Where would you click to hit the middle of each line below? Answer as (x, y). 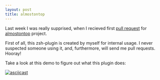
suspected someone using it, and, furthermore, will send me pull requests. (80, 48)
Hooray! (13, 53)
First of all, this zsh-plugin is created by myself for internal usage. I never (79, 43)
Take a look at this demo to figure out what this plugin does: (66, 63)
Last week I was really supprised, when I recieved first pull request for (76, 28)
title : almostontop (25, 14)
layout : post (18, 10)
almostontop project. (26, 33)
